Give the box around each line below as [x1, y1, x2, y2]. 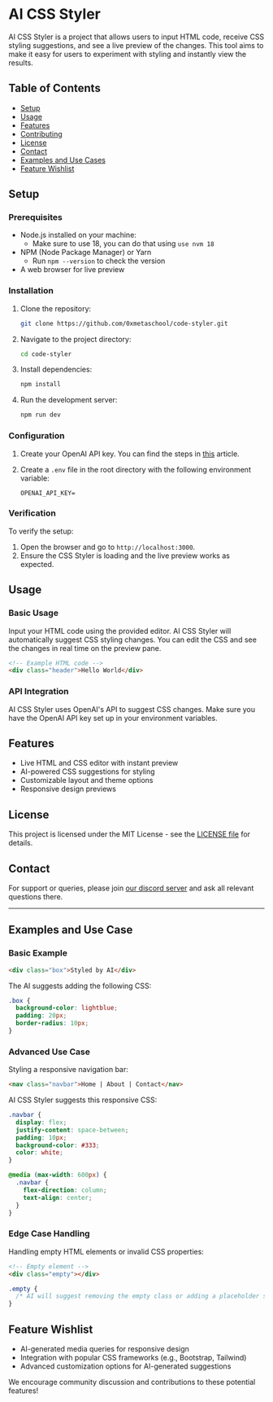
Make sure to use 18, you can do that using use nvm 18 [32, 239, 214, 248]
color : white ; [15, 1149, 63, 1157]
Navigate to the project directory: [19, 334, 132, 344]
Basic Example [8, 947, 67, 959]
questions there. [8, 892, 63, 901]
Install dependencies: [19, 364, 93, 375]
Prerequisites [8, 212, 63, 223]
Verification [8, 508, 57, 519]
